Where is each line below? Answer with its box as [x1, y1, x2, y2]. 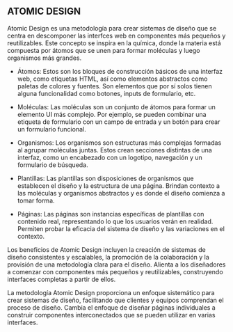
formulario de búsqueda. [17, 160, 88, 169]
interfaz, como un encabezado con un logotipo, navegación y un [17, 153, 203, 161]
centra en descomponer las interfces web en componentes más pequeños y [7, 31, 226, 40]
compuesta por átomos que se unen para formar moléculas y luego [7, 46, 200, 54]
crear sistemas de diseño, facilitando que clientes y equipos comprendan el [7, 296, 224, 304]
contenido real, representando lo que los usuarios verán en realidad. [17, 217, 214, 226]
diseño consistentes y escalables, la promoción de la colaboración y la [7, 253, 210, 261]
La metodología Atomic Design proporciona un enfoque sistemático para [7, 288, 215, 297]
